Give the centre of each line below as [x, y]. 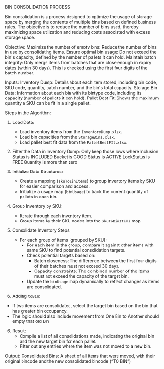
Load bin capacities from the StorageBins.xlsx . [67, 137]
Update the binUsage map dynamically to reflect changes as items [93, 282]
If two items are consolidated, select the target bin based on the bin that [85, 306]
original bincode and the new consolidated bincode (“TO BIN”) [68, 361]
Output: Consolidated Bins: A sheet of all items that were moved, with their [80, 356]
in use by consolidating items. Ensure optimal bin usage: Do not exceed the [81, 52]
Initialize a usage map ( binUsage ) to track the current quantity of [84, 191]
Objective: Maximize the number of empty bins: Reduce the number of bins [81, 47]
